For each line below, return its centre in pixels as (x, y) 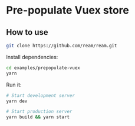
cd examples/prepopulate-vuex (43, 68)
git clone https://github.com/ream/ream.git (62, 46)
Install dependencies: (32, 57)
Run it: (14, 85)
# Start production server (39, 112)
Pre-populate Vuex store (68, 10)
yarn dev (17, 101)
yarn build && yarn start (38, 117)
